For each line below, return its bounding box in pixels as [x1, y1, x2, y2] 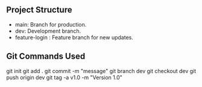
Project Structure [6, 5, 72, 15]
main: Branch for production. [14, 21, 87, 28]
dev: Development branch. [14, 27, 81, 34]
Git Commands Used [6, 51, 86, 62]
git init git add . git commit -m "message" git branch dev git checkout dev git [6, 67, 197, 74]
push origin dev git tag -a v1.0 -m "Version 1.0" [6, 74, 122, 81]
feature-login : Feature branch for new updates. [14, 33, 134, 41]
